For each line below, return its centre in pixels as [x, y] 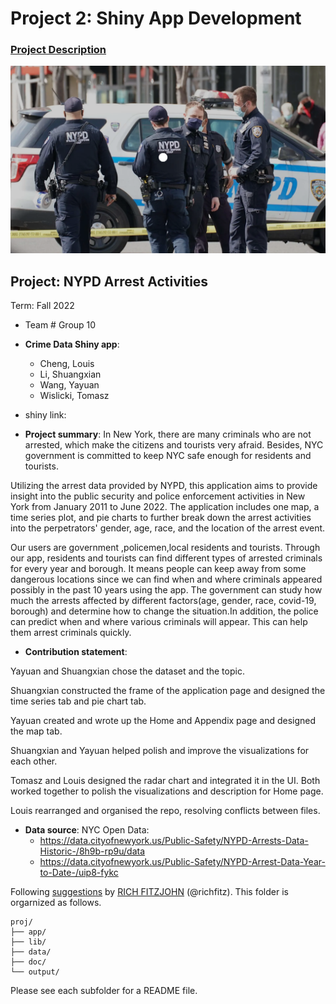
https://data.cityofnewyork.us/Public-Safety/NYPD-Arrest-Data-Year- [182, 862]
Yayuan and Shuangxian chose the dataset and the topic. [127, 671]
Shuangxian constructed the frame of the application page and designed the [168, 691]
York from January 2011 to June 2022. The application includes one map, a [165, 507]
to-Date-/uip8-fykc [79, 873]
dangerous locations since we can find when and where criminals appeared [166, 579]
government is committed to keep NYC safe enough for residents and [168, 456]
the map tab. [36, 731]
